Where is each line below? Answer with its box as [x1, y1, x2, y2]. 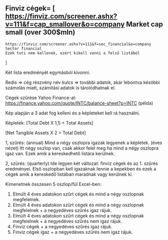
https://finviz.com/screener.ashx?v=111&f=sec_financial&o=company [5, 41, 152, 46]
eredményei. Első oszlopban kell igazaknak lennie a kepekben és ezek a [5, 165, 156, 172]
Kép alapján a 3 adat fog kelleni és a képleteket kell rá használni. [5, 110, 141, 116]
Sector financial [5, 46, 42, 51]
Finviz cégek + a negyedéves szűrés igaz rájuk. [12, 223, 113, 229]
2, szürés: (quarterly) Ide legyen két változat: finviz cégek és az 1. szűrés [5, 160, 158, 166]
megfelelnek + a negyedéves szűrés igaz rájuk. [12, 207, 112, 213]
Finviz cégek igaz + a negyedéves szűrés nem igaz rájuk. [12, 229, 133, 235]
